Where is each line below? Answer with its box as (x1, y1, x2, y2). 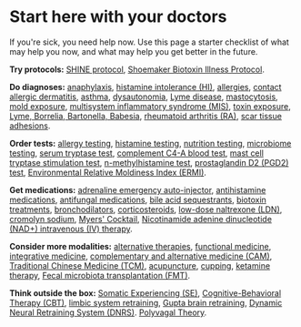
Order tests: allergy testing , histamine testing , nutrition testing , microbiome (9, 138, 292, 148)
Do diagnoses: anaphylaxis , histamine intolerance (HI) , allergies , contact (9, 81, 282, 92)
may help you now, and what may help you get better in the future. (9, 46, 258, 56)
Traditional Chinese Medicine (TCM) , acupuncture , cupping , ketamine (9, 260, 271, 271)
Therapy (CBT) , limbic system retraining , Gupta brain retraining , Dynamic (9, 297, 283, 308)
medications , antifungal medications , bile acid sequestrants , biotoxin (9, 194, 266, 205)
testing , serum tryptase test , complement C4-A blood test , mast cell (9, 148, 264, 158)
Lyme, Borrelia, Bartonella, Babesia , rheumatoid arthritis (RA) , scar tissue (9, 110, 282, 121)
